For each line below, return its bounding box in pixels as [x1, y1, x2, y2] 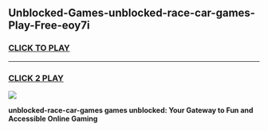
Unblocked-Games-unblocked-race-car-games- [8, 6, 255, 20]
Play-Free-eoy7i [8, 19, 90, 33]
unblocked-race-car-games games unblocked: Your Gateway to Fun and [8, 105, 254, 114]
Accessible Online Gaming [8, 114, 98, 123]
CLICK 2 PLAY [8, 72, 64, 83]
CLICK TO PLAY [8, 43, 70, 54]
